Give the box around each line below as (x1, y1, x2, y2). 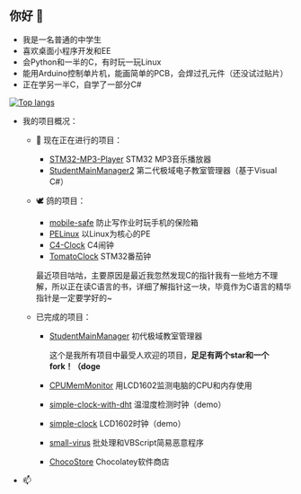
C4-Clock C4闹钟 (49, 239, 115, 250)
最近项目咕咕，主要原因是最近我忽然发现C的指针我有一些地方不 (35, 269, 270, 280)
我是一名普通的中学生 (22, 34, 102, 45)
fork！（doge (49, 360, 101, 371)
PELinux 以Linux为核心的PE (49, 228, 151, 239)
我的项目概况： (22, 115, 78, 126)
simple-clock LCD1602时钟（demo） (49, 418, 186, 428)
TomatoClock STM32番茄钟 (49, 251, 152, 261)
